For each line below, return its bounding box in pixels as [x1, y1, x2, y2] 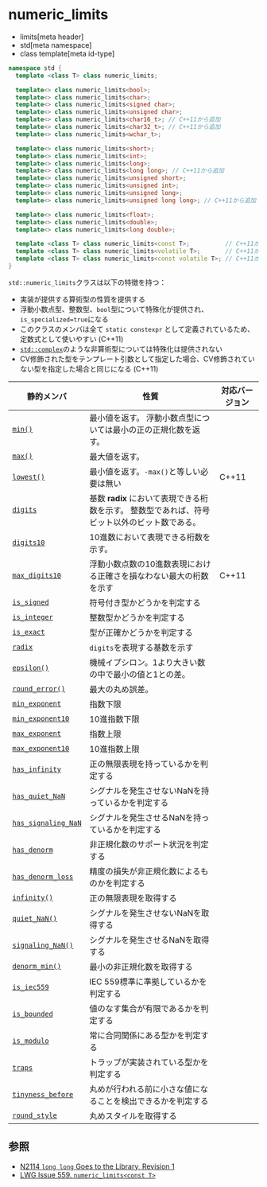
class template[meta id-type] [19, 49, 115, 58]
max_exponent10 [12, 744, 70, 753]
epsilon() [12, 663, 49, 672]
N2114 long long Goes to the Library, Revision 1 [19, 1162, 175, 1171]
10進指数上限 [89, 743, 140, 754]
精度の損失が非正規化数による [89, 866, 201, 877]
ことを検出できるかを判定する [97, 1096, 209, 1107]
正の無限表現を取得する [89, 893, 177, 904]
